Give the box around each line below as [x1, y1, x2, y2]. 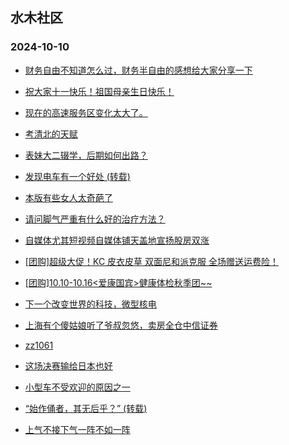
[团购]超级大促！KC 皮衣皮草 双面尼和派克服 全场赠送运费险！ [24, 255, 279, 267]
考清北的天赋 [24, 128, 78, 140]
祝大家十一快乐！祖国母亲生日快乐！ [24, 85, 175, 97]
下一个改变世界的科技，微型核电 [24, 298, 157, 310]
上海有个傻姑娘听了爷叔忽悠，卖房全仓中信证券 [24, 319, 218, 331]
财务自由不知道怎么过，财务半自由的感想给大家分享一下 [24, 64, 253, 76]
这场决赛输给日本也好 [24, 359, 113, 372]
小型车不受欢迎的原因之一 [24, 381, 131, 393]
